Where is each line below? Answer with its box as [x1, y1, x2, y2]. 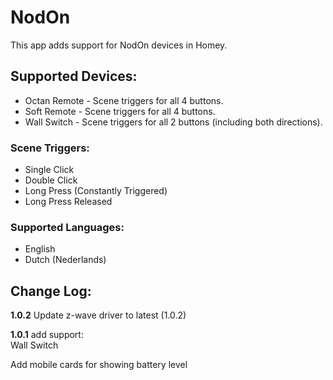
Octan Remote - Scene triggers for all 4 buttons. [24, 94, 224, 106]
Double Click [24, 174, 78, 186]
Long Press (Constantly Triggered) [24, 185, 168, 197]
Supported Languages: [10, 220, 125, 234]
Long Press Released [24, 196, 113, 208]
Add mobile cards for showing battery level [10, 359, 188, 371]
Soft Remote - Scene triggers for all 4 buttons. [24, 105, 216, 117]
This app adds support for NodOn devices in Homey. [10, 39, 228, 51]
